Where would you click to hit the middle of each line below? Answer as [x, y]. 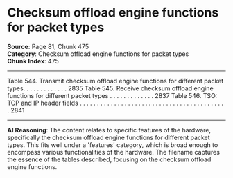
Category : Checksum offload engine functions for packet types [98, 54]
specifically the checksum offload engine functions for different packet [109, 137]
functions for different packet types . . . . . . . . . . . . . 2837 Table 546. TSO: [112, 95]
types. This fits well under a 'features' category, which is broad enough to [113, 145]
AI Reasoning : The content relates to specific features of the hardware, [109, 130]
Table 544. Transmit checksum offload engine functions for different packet [115, 81]
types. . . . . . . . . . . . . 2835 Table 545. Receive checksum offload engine [110, 88]
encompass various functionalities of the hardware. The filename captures [114, 152]
